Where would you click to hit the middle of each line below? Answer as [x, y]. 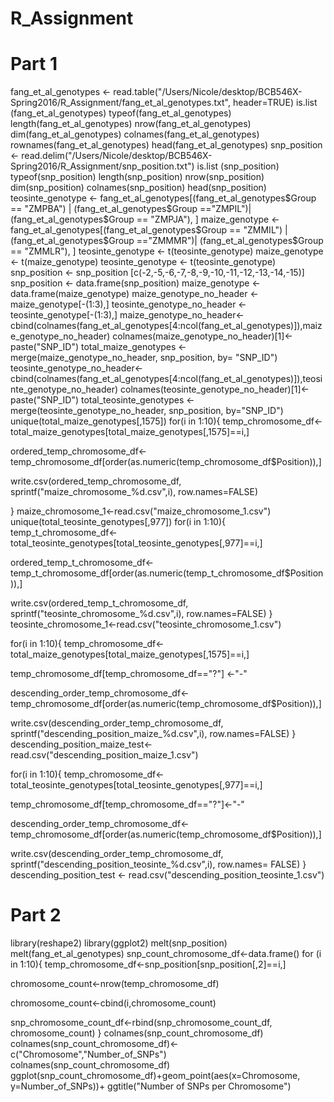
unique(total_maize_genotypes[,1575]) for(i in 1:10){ [115, 421]
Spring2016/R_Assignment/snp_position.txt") [102, 166]
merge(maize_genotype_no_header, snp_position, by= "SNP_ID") [144, 358]
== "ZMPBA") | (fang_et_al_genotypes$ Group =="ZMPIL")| [131, 209]
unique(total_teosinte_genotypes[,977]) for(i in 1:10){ [118, 522]
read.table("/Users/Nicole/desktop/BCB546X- [208, 92]
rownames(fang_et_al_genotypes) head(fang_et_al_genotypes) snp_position [166, 145]
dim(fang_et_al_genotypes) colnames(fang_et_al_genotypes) [135, 134]
